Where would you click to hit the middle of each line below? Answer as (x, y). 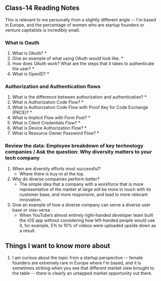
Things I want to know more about (58, 246)
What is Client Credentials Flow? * (46, 123)
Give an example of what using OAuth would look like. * (68, 58)
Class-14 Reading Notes (42, 8)
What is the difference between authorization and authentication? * (79, 97)
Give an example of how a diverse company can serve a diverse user (81, 205)
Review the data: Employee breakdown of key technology (74, 146)
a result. (27, 230)
